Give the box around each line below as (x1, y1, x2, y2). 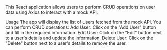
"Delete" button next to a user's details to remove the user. (5, 40, 127, 46)
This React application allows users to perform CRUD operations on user (5, 4, 156, 10)
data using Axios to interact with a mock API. (5, 9, 98, 15)
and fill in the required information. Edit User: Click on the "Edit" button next (5, 30, 162, 35)
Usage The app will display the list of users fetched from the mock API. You (5, 19, 162, 25)
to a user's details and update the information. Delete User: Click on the (5, 35, 153, 41)
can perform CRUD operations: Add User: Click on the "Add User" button (5, 24, 156, 30)
